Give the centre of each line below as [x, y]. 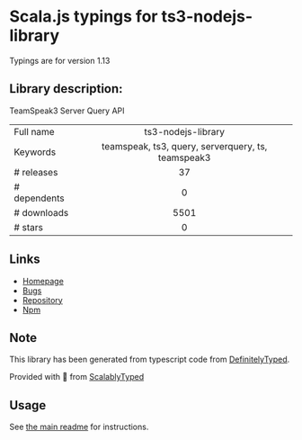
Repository [42, 300]
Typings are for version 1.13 [60, 60]
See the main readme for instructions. [79, 427]
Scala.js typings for [84, 17]
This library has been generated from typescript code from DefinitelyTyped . [150, 359]
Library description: [66, 89]
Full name [35, 131]
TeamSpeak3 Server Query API [67, 111]
